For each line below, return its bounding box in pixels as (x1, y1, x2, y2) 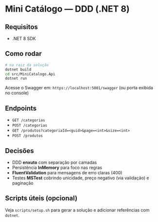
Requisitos (5, 23, 38, 31)
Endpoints (5, 104, 37, 112)
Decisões (5, 147, 34, 155)
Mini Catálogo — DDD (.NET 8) (5, 3, 130, 15)
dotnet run (5, 76, 27, 81)
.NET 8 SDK (12, 35, 36, 41)
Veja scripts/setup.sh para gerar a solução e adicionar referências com (5, 207, 150, 213)
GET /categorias (12, 118, 45, 123)
